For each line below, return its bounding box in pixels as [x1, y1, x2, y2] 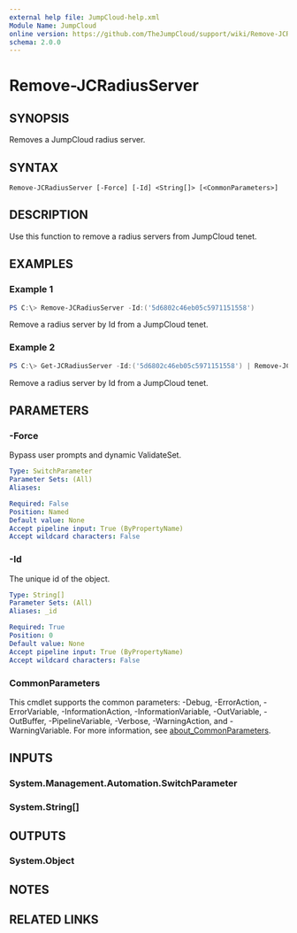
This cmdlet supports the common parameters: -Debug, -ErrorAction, [9, 697, 263, 707]
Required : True [9, 623, 65, 632]
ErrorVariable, [9, 706, 60, 717]
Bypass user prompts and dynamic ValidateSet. [9, 450, 182, 460]
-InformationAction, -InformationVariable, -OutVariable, [61, 706, 263, 717]
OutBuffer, [9, 715, 47, 726]
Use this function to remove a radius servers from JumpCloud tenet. [9, 231, 258, 242]
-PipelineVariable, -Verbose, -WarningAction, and [48, 715, 228, 726]
